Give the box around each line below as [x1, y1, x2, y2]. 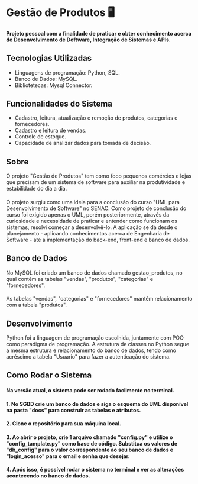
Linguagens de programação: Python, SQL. [14, 69, 120, 76]
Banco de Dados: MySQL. [14, 75, 78, 82]
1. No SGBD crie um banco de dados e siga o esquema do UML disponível [6, 400, 189, 407]
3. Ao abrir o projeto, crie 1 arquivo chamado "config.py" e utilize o [6, 434, 173, 441]
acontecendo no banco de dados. [6, 472, 90, 479]
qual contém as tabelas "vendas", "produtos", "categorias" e [6, 275, 154, 282]
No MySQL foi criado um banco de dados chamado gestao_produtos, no [6, 269, 183, 276]
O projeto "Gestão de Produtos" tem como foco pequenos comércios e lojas [6, 172, 192, 179]
